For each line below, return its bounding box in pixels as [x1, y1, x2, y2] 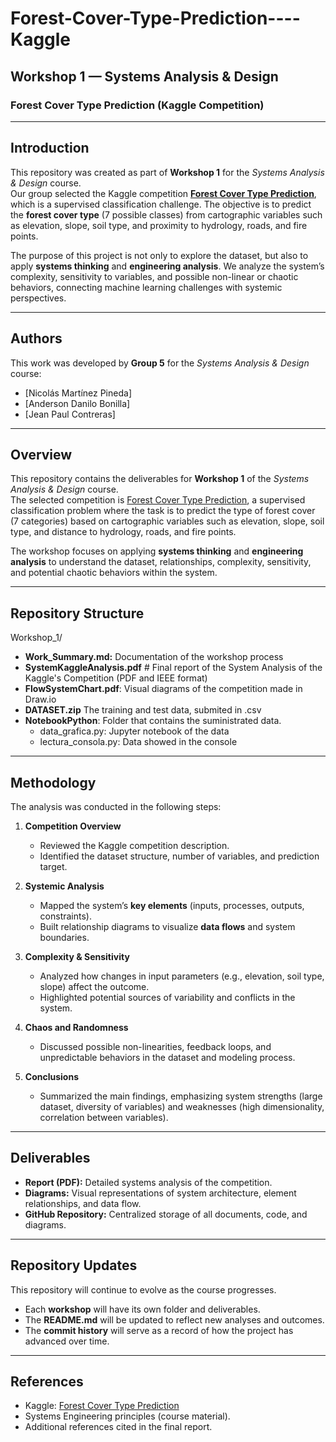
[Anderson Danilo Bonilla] [24, 397, 131, 409]
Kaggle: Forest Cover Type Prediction [24, 1400, 180, 1412]
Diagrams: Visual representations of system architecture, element [24, 1187, 297, 1199]
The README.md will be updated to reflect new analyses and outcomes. [24, 1313, 325, 1326]
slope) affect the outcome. [39, 980, 150, 992]
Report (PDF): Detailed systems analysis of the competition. [24, 1176, 273, 1188]
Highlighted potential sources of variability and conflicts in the [39, 991, 296, 1003]
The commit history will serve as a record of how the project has [24, 1324, 294, 1336]
